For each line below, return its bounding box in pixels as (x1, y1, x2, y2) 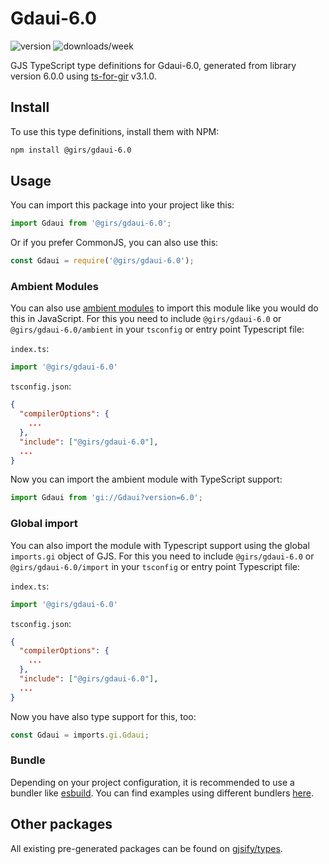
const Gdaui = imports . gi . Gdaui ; (10, 730, 150, 740)
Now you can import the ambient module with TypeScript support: (10, 473, 283, 486)
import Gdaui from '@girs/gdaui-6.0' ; (10, 218, 172, 229)
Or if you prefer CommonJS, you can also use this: (10, 237, 219, 249)
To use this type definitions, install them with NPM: (10, 125, 220, 137)
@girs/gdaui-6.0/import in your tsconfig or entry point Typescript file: (10, 560, 300, 572)
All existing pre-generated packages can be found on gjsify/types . (10, 842, 283, 854)
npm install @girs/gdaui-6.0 (10, 145, 132, 155)
